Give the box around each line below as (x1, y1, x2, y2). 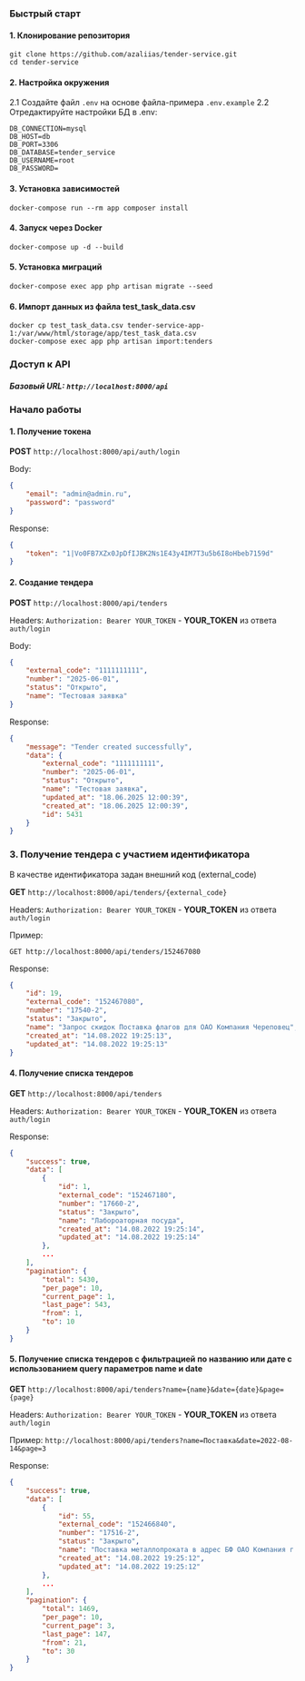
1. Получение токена (9, 426, 92, 437)
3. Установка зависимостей (9, 182, 120, 193)
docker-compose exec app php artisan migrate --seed (9, 281, 213, 290)
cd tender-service (9, 58, 79, 67)
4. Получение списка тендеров (9, 1067, 134, 1078)
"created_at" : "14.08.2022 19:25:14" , (57, 1224, 205, 1234)
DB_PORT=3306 (9, 140, 59, 150)
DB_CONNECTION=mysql (9, 124, 88, 133)
